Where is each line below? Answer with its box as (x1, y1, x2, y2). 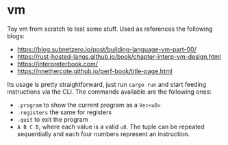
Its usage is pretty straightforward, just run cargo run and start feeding (7, 80, 207, 88)
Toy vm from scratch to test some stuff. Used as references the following (7, 25, 214, 33)
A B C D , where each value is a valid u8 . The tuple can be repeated (16, 122, 205, 131)
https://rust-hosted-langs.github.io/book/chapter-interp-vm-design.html (16, 52, 221, 60)
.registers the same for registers (16, 108, 112, 116)
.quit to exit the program (16, 115, 88, 123)
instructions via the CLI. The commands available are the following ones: (7, 88, 212, 96)
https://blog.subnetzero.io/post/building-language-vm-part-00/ (16, 45, 197, 53)
